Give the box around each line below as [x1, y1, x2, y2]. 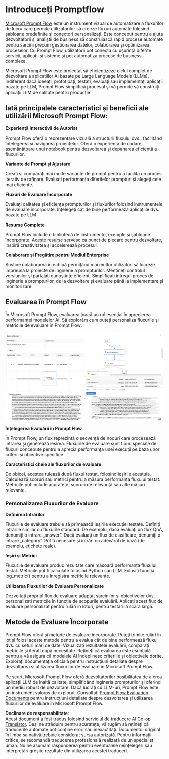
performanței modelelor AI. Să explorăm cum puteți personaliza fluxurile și [5, 317, 159, 323]
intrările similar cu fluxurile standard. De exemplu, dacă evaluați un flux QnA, [5, 526, 163, 532]
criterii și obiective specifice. [5, 452, 65, 458]
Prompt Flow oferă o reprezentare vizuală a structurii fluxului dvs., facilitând [5, 135, 162, 141]
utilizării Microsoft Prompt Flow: [5, 112, 108, 120]
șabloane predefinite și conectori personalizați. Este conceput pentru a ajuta [5, 31, 163, 37]
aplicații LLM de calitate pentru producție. [5, 89, 92, 95]
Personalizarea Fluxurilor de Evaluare [5, 500, 99, 507]
